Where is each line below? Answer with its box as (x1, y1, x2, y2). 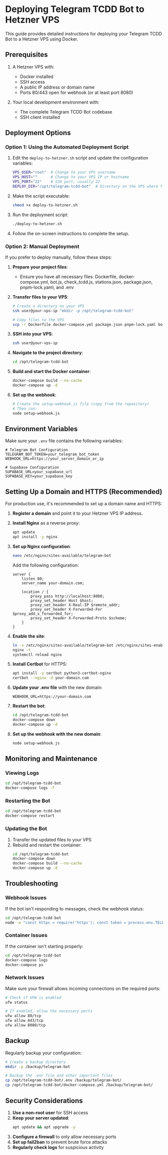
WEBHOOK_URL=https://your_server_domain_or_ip (5, 456, 104, 461)
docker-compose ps (5, 962, 43, 967)
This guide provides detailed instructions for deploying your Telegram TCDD (5, 31, 162, 37)
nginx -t (12, 647, 31, 652)
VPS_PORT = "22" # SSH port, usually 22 (12, 179, 100, 185)
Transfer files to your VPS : (12, 294, 69, 300)
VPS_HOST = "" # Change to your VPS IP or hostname (12, 175, 129, 180)
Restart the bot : (12, 703, 46, 709)
